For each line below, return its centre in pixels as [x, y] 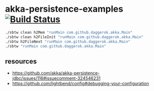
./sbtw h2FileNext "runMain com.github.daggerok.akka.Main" [68, 42]
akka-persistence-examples [64, 9]
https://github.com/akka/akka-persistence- [56, 73]
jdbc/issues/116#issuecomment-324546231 [56, 78]
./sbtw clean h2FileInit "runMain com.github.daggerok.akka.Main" [74, 37]
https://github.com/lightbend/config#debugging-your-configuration [81, 84]
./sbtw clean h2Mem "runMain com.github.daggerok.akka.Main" [69, 32]
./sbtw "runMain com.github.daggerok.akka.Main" [56, 46]
